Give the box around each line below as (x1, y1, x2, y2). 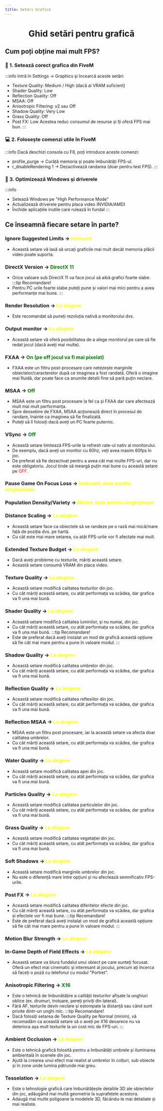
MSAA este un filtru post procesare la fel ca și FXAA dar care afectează (12, 398, 155, 404)
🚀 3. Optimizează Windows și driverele (5, 176, 98, 182)
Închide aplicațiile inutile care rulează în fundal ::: (12, 207, 110, 212)
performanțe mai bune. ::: (12, 290, 63, 296)
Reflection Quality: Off (12, 93, 57, 99)
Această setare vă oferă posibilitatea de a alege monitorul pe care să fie (12, 336, 156, 342)
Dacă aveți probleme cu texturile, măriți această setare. (12, 557, 123, 563)
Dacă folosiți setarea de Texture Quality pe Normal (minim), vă (12, 1013, 137, 1019)
